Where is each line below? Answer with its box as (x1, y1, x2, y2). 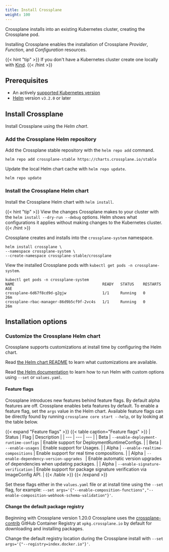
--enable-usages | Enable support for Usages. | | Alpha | (5, 444, 122, 450)
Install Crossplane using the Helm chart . (5, 123, 89, 129)
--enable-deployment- (111, 435, 157, 440)
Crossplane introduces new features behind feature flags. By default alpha (5, 397, 160, 403)
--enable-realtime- (122, 445, 163, 450)
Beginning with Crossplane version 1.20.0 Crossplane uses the (5, 515, 135, 521)
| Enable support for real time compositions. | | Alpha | (33, 450, 146, 456)
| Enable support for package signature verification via (33, 466, 147, 472)
